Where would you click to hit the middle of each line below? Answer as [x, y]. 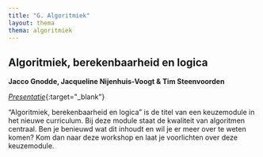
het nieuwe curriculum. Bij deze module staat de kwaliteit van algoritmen [127, 121]
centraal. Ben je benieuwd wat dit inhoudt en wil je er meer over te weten [128, 129]
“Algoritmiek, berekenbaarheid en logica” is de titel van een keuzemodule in [131, 113]
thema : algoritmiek [40, 30]
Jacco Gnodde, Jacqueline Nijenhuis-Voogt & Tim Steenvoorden [116, 82]
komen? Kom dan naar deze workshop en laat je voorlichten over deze [123, 138]
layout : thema [32, 23]
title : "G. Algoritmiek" [49, 15]
